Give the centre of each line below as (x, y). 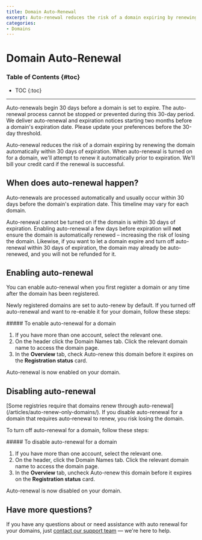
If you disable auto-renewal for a (142, 412)
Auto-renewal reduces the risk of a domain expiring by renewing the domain (101, 144)
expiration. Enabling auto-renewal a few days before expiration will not (94, 228)
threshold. (29, 133)
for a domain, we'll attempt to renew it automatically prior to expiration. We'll (101, 158)
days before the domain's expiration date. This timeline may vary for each (97, 204)
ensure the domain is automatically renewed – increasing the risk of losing (98, 235)
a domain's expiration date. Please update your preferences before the (94, 126)
